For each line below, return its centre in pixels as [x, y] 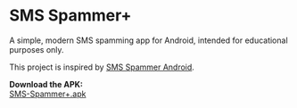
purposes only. [37, 49]
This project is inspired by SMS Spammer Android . [102, 67]
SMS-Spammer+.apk [48, 94]
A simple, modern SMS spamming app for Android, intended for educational [148, 40]
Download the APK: [46, 84]
